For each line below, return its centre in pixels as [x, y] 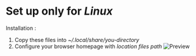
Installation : [21, 28]
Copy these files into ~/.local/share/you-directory [77, 40]
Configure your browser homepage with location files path [88, 46]
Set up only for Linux [59, 11]
